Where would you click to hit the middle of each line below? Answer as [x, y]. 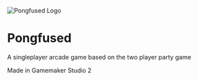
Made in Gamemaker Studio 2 [49, 70]
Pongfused [39, 38]
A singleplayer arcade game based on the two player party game [99, 57]
